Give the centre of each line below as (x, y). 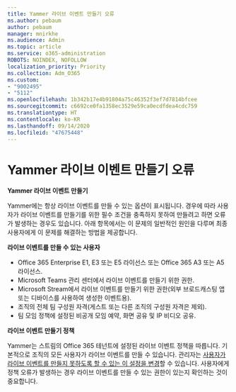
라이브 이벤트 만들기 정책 (41, 331)
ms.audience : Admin (36, 40)
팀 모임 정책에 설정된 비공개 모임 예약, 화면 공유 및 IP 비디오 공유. (107, 315)
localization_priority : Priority (57, 67)
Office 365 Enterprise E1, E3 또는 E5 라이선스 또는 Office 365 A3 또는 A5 (121, 262)
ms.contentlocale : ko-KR (44, 119)
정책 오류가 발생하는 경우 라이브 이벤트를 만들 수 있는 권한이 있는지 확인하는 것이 (118, 372)
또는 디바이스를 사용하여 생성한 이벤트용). (75, 298)
